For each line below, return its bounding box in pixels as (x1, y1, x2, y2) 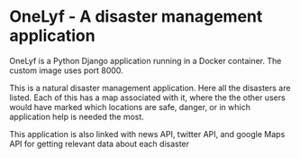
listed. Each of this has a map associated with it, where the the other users (9, 92, 286, 103)
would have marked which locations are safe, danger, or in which (9, 101, 250, 112)
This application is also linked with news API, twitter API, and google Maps (9, 128, 286, 139)
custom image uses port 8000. (9, 65, 123, 76)
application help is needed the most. (9, 111, 144, 122)
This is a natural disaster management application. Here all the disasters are (9, 82, 291, 93)
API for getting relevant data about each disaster (9, 138, 190, 149)
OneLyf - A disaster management (9, 6, 263, 27)
